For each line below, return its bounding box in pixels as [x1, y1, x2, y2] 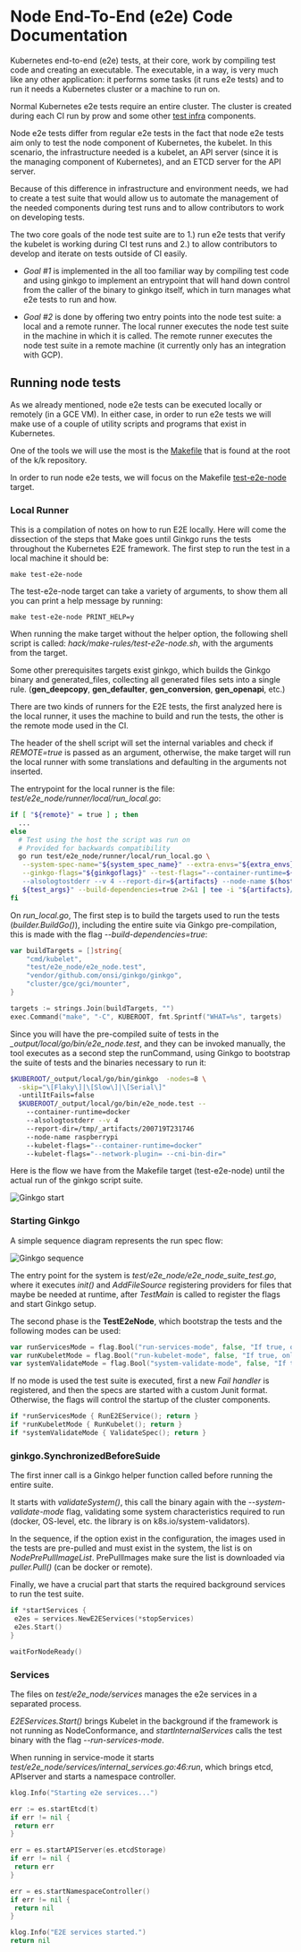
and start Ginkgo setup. [10, 1298, 96, 1309]
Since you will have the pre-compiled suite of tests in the [10, 1028, 220, 1039]
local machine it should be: [10, 553, 110, 563]
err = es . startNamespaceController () [10, 1887, 151, 1896]
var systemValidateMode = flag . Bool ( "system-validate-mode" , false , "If [10, 1359, 287, 1368]
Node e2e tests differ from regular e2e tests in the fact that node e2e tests [10, 127, 284, 138]
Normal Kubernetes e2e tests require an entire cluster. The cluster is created [10, 100, 292, 111]
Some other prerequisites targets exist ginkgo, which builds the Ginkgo [10, 665, 271, 675]
